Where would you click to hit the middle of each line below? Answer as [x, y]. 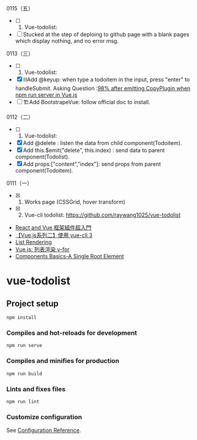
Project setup [33, 303]
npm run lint [23, 401]
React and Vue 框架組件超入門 [53, 227]
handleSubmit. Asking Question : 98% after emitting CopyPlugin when [103, 88]
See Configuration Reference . [44, 430]
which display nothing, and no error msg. [67, 41]
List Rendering [33, 242]
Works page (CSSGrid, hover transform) [75, 202]
